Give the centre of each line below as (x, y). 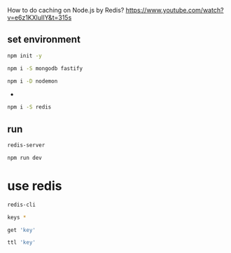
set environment (44, 40)
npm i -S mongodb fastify (45, 68)
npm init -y (24, 55)
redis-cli (22, 205)
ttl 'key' (22, 242)
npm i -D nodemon (33, 81)
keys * (17, 217)
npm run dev (24, 158)
